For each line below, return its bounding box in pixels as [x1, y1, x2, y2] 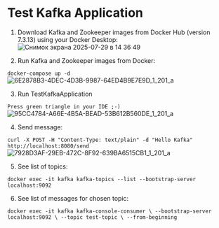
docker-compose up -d [7, 70, 71, 77]
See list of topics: [17, 162, 68, 171]
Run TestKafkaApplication [17, 90, 93, 98]
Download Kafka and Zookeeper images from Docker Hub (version [17, 28, 211, 36]
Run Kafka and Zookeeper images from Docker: [17, 56, 156, 64]
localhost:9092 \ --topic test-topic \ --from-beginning [7, 213, 178, 221]
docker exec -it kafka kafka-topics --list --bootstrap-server [7, 176, 197, 183]
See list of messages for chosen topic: [17, 194, 129, 202]
